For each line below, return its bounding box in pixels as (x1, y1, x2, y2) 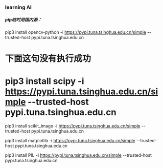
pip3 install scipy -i (5, 76, 84, 87)
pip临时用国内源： (5, 17, 42, 22)
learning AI (5, 4, 32, 11)
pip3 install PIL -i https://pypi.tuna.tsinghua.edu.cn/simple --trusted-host (5, 152, 152, 158)
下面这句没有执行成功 (5, 53, 92, 64)
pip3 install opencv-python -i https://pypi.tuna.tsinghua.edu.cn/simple (5, 29, 146, 35)
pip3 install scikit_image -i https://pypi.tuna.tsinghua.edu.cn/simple (5, 123, 140, 129)
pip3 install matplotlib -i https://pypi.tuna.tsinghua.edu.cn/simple (5, 138, 136, 144)
